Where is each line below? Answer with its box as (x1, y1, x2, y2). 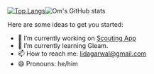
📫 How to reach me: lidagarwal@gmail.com (17, 49, 147, 58)
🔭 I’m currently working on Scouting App (17, 34, 137, 42)
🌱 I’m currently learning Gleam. (17, 42, 109, 49)
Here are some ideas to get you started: (7, 20, 124, 28)
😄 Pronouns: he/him (17, 60, 78, 68)
